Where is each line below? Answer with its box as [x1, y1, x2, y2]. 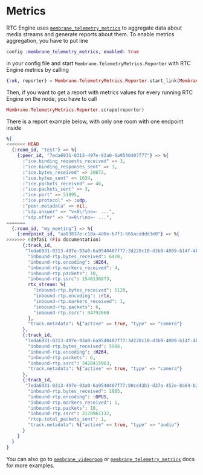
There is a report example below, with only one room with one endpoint [6, 118, 184, 125]
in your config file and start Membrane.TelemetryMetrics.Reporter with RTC [6, 59, 192, 67]
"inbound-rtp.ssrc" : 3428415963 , [28, 360, 112, 366]
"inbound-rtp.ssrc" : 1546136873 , [28, 276, 112, 282]
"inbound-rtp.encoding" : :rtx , [33, 293, 112, 299]
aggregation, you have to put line [6, 37, 89, 44]
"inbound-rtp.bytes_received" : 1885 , [28, 388, 123, 394]
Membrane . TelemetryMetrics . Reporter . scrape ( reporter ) [6, 107, 145, 113]
